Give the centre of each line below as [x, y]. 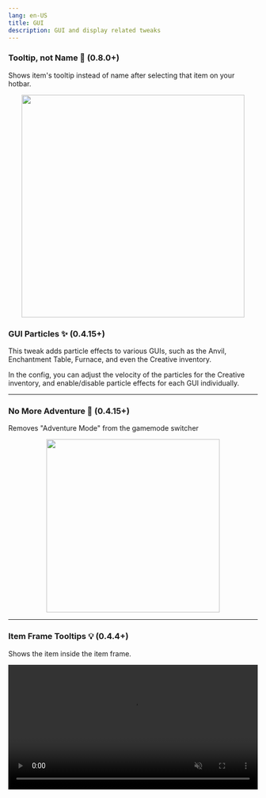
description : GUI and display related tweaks [84, 30]
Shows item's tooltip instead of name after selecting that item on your [122, 75]
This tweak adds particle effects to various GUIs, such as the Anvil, [118, 351]
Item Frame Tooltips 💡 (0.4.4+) [68, 636]
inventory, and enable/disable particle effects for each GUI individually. [124, 383]
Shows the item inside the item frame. [70, 653]
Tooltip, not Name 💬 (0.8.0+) [64, 58]
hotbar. [20, 83]
